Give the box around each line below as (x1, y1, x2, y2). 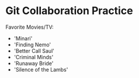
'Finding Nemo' (13, 41, 51, 48)
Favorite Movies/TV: (5, 23, 54, 30)
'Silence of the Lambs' (13, 66, 68, 73)
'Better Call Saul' (13, 47, 55, 54)
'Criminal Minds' (13, 53, 54, 60)
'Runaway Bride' (13, 60, 54, 67)
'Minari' (13, 35, 33, 42)
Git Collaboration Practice (5, 4, 133, 18)
